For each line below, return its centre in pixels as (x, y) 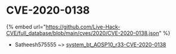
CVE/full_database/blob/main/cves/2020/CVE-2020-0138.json (83, 33)
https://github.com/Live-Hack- (83, 27)
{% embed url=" (26, 27)
